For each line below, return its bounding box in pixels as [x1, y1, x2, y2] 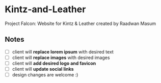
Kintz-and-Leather [5, 4, 86, 15]
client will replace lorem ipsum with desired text [12, 48, 114, 54]
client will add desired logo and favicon [12, 60, 96, 66]
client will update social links [12, 66, 74, 72]
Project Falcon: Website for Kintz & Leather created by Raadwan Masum [5, 20, 156, 26]
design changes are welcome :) [12, 72, 78, 77]
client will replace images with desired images [12, 54, 110, 61]
